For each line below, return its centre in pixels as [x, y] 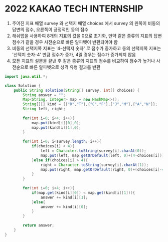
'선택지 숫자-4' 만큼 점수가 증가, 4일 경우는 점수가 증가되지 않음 [74, 54]
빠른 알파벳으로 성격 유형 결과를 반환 [65, 67]
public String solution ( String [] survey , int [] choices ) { [77, 90]
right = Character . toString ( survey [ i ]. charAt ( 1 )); [95, 165]
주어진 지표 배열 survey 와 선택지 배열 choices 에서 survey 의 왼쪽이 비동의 [86, 23]
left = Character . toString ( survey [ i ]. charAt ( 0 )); [93, 151]
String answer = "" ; [44, 95]
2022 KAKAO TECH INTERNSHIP [74, 9]
